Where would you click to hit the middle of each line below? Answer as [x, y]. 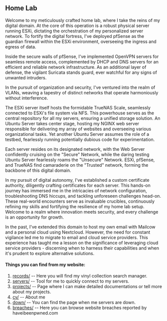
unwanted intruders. [26, 77]
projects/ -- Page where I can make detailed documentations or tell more [87, 287]
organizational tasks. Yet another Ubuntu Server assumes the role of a [77, 134]
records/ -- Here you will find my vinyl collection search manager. [80, 276]
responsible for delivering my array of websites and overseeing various [78, 129]
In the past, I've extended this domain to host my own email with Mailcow [80, 227]
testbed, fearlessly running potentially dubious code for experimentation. [80, 139]
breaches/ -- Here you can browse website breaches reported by [80, 308]
